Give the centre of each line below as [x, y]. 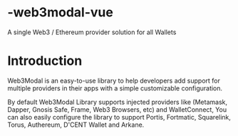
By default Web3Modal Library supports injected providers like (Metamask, [118, 102]
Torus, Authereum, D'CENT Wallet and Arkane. [76, 125]
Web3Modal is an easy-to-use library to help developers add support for [114, 80]
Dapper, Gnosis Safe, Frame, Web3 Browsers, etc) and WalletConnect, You [117, 109]
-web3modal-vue [61, 12]
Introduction [45, 61]
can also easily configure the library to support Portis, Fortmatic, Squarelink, [119, 117]
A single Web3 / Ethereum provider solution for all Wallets [92, 32]
